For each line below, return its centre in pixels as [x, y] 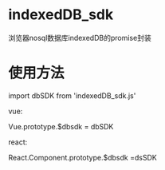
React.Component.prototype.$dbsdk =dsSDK [82, 157]
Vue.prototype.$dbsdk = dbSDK [61, 126]
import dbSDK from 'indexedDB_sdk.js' [72, 95]
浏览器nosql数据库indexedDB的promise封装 [80, 38]
